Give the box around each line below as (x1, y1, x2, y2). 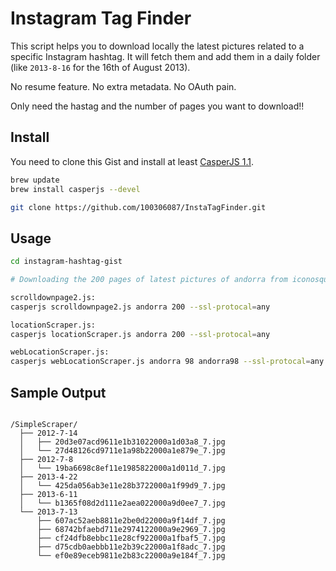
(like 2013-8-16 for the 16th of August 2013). (10, 61, 191, 73)
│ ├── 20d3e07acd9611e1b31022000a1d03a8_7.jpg (19, 437, 226, 447)
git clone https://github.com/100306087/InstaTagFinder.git (10, 202, 267, 212)
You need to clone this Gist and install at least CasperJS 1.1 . (10, 155, 255, 167)
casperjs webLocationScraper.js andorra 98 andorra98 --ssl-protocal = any (10, 357, 325, 367)
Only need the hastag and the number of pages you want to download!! (10, 100, 305, 112)
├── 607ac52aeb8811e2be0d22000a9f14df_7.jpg (36, 516, 226, 526)
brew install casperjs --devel (10, 184, 141, 194)
